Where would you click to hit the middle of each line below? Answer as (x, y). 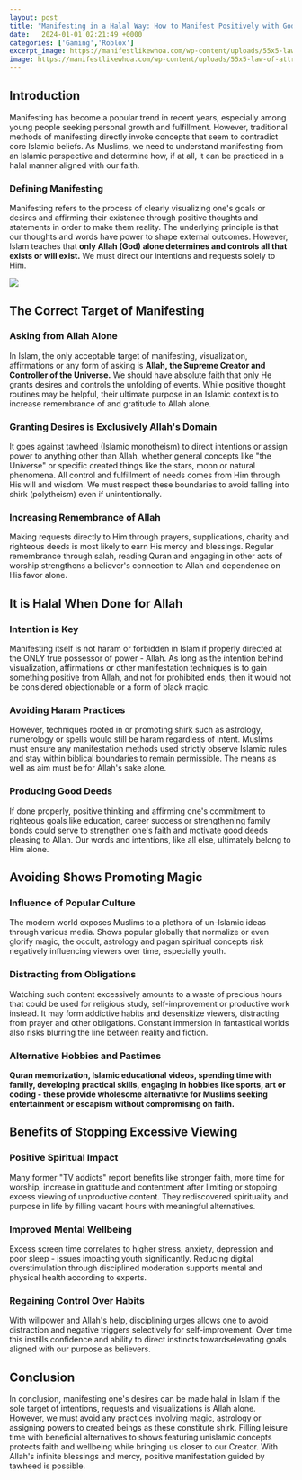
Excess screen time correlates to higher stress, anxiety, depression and (142, 1248)
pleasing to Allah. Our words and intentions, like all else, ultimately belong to (150, 839)
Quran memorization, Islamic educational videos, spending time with (141, 1074)
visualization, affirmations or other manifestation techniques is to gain (138, 668)
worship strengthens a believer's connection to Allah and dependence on (145, 566)
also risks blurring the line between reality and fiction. (109, 1032)
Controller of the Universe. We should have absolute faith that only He (141, 375)
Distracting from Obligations (73, 975)
